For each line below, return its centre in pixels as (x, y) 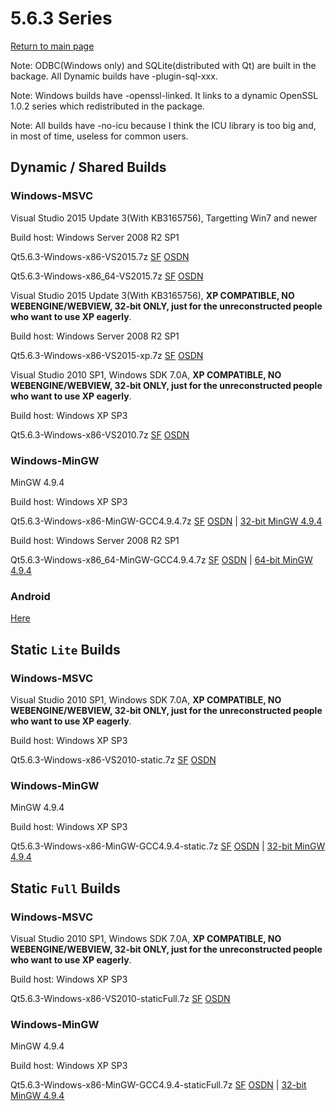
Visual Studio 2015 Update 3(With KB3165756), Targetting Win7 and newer (164, 218)
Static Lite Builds (65, 649)
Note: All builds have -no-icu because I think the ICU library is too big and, (163, 125)
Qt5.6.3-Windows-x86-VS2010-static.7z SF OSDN (113, 759)
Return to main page (52, 46)
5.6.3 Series (61, 18)
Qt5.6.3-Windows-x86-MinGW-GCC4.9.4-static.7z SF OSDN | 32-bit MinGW (168, 846)
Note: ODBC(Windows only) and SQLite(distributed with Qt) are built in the (163, 65)
